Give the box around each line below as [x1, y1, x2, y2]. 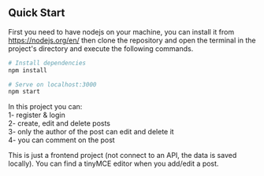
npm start [8, 88, 41, 96]
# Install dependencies [8, 59, 87, 67]
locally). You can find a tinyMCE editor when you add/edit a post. [8, 159, 219, 168]
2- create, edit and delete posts [8, 119, 110, 128]
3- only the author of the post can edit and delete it [8, 127, 175, 137]
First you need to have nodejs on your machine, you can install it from [8, 27, 235, 36]
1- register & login [8, 110, 65, 120]
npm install [8, 66, 47, 74]
